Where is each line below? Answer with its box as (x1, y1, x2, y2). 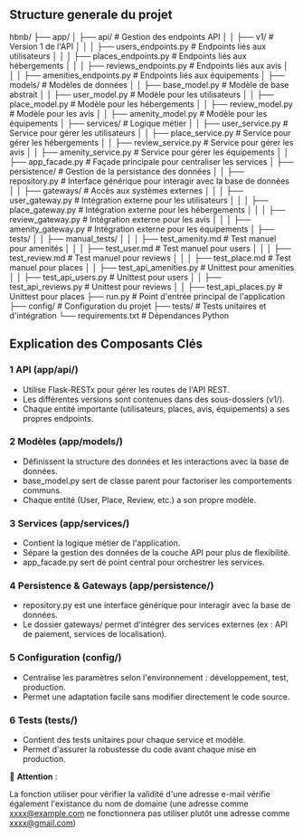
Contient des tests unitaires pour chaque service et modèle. (22, 734, 246, 745)
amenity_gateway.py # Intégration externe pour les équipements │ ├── (9, 224, 275, 234)
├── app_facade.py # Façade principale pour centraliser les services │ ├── (9, 156, 294, 166)
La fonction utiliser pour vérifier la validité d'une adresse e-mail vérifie (9, 788, 271, 799)
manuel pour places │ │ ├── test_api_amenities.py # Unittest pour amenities (9, 262, 295, 272)
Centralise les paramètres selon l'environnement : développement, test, (22, 671, 289, 682)
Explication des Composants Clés (9, 337, 204, 352)
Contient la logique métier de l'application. (22, 537, 181, 548)
